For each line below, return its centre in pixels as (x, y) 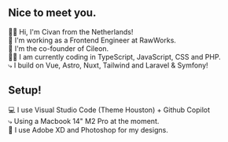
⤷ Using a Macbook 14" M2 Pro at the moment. (84, 121)
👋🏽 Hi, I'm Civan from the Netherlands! (71, 31)
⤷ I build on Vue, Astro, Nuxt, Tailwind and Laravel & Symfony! (108, 65)
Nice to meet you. (52, 13)
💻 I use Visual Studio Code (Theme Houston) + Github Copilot (109, 110)
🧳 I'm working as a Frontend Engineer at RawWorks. (92, 40)
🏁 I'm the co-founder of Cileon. (59, 48)
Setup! (25, 91)
